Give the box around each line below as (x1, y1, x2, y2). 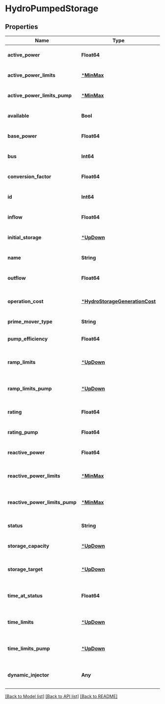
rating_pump (7, 429, 38, 436)
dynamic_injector (7, 672, 49, 678)
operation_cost (7, 298, 44, 305)
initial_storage (7, 234, 42, 241)
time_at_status (7, 592, 43, 599)
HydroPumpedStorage (5, 3, 99, 14)
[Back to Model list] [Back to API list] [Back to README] (5, 694, 118, 699)
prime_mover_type (7, 318, 53, 325)
